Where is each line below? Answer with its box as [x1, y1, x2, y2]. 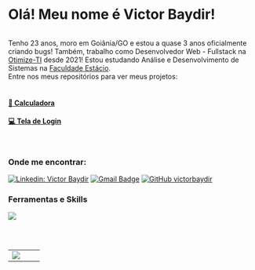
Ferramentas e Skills [8, 194, 88, 205]
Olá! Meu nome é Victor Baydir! [8, 5, 216, 24]
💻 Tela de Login [8, 116, 61, 126]
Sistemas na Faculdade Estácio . [8, 63, 111, 72]
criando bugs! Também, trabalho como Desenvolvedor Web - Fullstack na [8, 46, 246, 56]
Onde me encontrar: [8, 156, 87, 167]
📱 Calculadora [8, 98, 55, 108]
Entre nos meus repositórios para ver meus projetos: [8, 71, 178, 81]
